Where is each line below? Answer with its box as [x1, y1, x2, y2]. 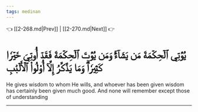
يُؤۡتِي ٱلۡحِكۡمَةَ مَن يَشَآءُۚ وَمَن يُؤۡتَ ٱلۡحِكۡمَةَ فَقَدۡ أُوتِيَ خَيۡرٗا [6, 48, 186, 61]
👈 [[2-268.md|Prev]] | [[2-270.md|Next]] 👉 [6, 25, 115, 32]
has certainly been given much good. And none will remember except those [6, 87, 190, 94]
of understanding [6, 93, 48, 100]
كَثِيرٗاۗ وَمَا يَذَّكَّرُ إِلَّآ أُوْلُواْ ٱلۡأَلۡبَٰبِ [6, 61, 103, 74]
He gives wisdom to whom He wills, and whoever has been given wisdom [6, 81, 184, 88]
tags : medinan [6, 8, 41, 15]
